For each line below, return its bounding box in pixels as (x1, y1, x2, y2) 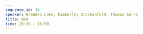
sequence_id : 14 (5, 7, 40, 12)
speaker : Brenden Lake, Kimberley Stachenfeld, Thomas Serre (5, 12, 138, 17)
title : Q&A (5, 16, 29, 21)
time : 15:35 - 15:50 (5, 21, 50, 26)
